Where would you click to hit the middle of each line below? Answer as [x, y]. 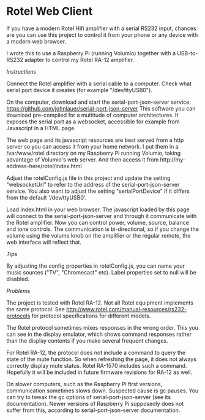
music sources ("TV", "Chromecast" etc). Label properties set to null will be [102, 272]
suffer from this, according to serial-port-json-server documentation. [93, 410]
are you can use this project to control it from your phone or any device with [102, 34]
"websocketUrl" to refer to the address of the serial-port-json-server [93, 184]
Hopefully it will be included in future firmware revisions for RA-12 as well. [99, 372]
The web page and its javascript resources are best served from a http [95, 140]
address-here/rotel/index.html [44, 166]
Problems [18, 290]
